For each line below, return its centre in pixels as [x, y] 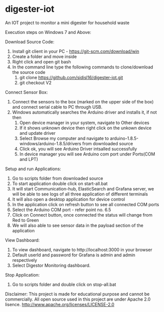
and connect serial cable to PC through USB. [57, 107]
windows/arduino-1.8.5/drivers [50, 143]
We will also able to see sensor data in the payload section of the [78, 225]
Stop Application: [23, 275]
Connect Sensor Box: [26, 92]
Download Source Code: [30, 42]
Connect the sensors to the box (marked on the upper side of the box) [83, 101]
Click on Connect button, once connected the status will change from [82, 215]
